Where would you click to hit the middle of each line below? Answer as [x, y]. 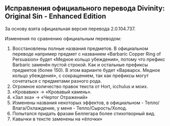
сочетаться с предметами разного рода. [57, 81]
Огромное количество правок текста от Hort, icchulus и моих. [80, 86]
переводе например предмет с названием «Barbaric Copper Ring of [87, 54]
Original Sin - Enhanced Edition [55, 17]
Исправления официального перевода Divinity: [85, 8]
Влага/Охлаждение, [34, 108]
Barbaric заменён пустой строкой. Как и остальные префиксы [80, 65]
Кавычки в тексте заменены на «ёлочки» [57, 119]
